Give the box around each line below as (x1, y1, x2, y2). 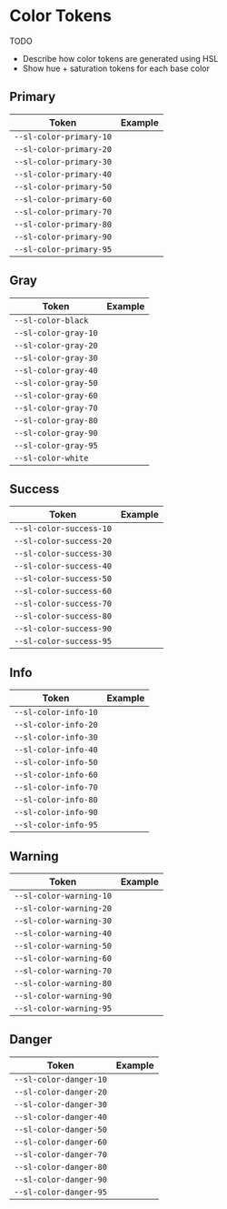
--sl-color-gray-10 (14, 327, 98, 338)
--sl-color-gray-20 (14, 340, 98, 350)
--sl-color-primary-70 (14, 207, 112, 217)
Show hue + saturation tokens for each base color (22, 63, 211, 74)
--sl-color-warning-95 (14, 1003, 112, 1013)
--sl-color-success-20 (14, 536, 112, 547)
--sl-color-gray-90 (14, 428, 98, 438)
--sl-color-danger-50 (14, 1124, 107, 1134)
